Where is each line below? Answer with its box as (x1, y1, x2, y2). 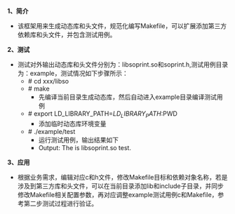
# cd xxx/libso (27, 77, 69, 85)
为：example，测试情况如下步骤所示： (17, 69, 128, 77)
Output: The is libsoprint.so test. (38, 143, 132, 152)
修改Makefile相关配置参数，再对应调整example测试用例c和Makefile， (17, 190, 218, 199)
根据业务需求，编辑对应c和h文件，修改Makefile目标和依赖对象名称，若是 (17, 173, 228, 181)
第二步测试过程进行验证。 (23, 199, 98, 208)
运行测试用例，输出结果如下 (38, 135, 119, 144)
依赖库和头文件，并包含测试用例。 (17, 31, 116, 39)
